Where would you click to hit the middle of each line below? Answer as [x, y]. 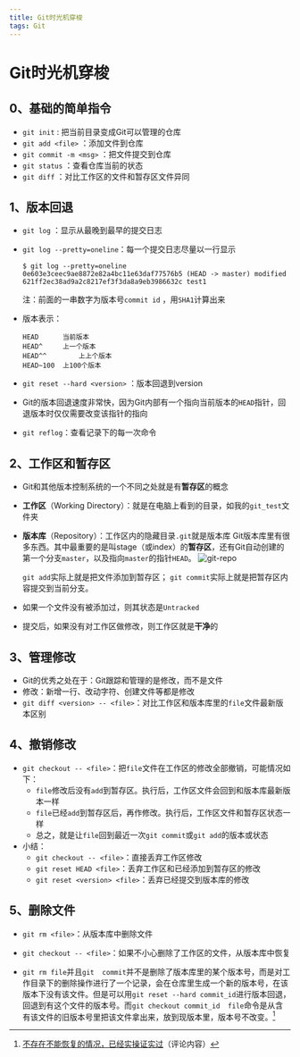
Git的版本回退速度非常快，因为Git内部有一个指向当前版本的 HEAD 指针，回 [154, 402]
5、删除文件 [42, 911]
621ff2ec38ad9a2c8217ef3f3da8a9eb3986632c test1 [114, 282]
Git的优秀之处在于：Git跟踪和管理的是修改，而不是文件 [122, 680]
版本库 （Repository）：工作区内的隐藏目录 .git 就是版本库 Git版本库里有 [152, 536]
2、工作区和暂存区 [60, 463]
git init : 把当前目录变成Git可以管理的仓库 [101, 131]
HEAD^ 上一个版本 [59, 347]
